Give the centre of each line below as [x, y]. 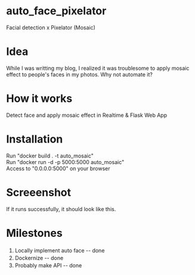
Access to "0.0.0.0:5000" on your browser [58, 168]
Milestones [34, 233]
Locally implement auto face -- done [60, 250]
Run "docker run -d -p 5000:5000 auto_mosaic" [65, 162]
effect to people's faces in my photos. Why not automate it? [80, 74]
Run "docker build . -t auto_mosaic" [50, 156]
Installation [35, 139]
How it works [39, 99]
